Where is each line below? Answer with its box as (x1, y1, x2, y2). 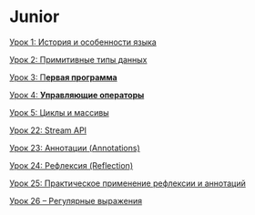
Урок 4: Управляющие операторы (9, 89, 145, 100)
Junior (9, 6, 60, 27)
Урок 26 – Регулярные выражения (9, 195, 143, 206)
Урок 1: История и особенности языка (9, 36, 157, 47)
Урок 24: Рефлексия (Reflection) (9, 159, 134, 170)
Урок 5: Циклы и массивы (9, 107, 109, 118)
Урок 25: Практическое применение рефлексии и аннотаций (9, 178, 246, 189)
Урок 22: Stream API (9, 125, 87, 136)
